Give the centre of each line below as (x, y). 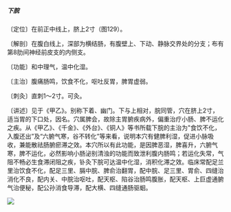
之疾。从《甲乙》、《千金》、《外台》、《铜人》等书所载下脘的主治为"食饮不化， (114, 128)
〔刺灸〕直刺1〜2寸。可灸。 (46, 95)
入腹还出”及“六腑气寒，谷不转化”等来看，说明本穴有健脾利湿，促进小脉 (108, 136)
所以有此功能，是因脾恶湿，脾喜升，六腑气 (157, 145)
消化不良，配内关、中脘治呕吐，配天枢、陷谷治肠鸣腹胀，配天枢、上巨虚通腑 (115, 179)
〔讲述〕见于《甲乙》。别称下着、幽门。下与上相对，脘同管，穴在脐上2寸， (113, 110)
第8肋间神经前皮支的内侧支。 (48, 52)
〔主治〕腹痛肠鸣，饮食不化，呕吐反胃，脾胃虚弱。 (79, 81)
